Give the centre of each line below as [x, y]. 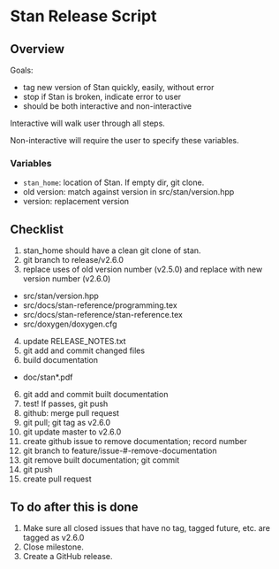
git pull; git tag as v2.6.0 [67, 423]
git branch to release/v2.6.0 [73, 260]
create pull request [57, 479]
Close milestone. [53, 547]
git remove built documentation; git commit [101, 460]
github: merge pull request [71, 413]
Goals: [22, 70]
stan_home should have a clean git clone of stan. [112, 250]
